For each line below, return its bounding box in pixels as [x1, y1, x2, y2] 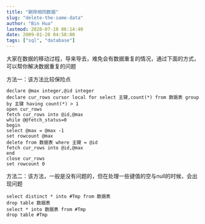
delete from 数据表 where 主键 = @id [6, 140, 98, 146]
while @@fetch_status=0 [6, 117, 67, 123]
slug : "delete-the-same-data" [6, 15, 84, 21]
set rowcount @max [6, 133, 53, 139]
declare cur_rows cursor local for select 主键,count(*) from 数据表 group [6, 94, 199, 100]
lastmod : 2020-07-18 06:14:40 [6, 26, 84, 32]
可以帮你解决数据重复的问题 [6, 62, 76, 70]
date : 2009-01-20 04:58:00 [6, 32, 75, 38]
